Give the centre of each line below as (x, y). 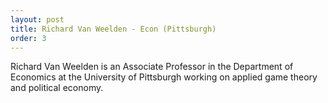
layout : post (37, 19)
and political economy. (57, 88)
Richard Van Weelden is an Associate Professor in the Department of (152, 67)
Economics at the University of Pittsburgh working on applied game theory (164, 77)
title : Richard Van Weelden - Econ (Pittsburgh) (113, 29)
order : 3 (28, 38)
